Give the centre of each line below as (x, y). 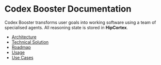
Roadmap (21, 47)
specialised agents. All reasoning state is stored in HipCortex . (66, 27)
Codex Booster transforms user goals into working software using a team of (80, 22)
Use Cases (22, 57)
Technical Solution (30, 42)
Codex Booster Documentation (68, 9)
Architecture (24, 37)
